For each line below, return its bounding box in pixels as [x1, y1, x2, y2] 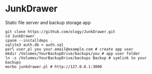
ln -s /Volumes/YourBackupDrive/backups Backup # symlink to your [5, 55, 147, 60]
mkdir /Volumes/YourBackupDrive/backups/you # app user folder [5, 51, 140, 56]
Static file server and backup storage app [5, 19, 91, 25]
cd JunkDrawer [5, 33, 35, 38]
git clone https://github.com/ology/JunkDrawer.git [5, 29, 115, 34]
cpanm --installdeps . [5, 38, 53, 43]
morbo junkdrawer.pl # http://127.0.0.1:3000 [5, 64, 102, 69]
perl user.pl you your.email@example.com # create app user [5, 46, 134, 51]
